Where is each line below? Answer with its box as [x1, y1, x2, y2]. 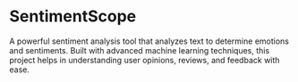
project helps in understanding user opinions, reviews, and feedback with [9, 54, 280, 65]
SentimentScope [9, 6, 137, 27]
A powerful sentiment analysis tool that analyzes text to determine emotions [9, 36, 289, 46]
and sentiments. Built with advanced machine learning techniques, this [9, 45, 270, 55]
